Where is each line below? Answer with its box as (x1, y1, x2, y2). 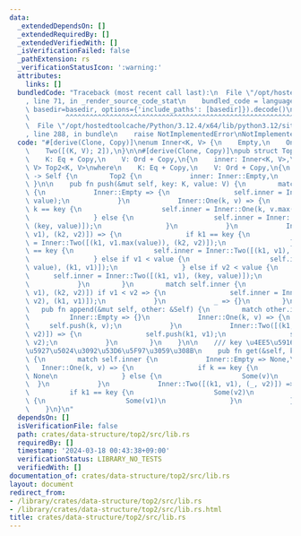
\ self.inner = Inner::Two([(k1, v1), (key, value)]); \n (25, 272, 262, 281)
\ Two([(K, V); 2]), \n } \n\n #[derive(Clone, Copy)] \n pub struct (25, 146, 279, 155)
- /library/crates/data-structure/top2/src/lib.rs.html (9, 505, 222, 514)
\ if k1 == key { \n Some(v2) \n (25, 388, 254, 397)
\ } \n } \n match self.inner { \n (25, 280, 246, 289)
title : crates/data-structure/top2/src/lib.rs (9, 513, 186, 523)
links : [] (25, 80, 63, 89)
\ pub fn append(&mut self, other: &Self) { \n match (25, 305, 262, 314)
